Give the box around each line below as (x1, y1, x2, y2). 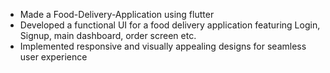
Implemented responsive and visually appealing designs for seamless (19, 40, 307, 52)
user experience (19, 51, 88, 63)
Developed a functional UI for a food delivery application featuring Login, (19, 19, 321, 31)
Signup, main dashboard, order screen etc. (19, 30, 197, 41)
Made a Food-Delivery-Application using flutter (19, 9, 215, 20)
